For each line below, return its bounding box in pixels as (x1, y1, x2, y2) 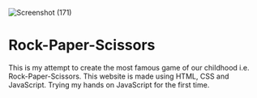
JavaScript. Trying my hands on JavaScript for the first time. (8, 79, 210, 89)
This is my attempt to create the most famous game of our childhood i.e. (8, 62, 250, 72)
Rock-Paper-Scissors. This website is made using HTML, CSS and (8, 71, 229, 81)
